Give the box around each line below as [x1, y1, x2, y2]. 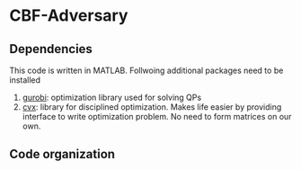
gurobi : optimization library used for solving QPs [22, 92, 202, 103]
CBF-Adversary [9, 5, 128, 26]
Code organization [9, 147, 115, 162]
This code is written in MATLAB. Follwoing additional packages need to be [9, 65, 284, 76]
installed [9, 75, 41, 85]
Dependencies [9, 41, 93, 57]
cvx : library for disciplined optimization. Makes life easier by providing [22, 102, 282, 112]
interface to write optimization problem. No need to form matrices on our [22, 112, 292, 121]
